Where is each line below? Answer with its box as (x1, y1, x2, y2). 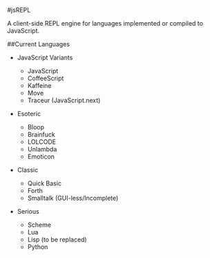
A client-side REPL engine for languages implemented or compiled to (7, 19, 204, 27)
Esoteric (17, 110, 41, 118)
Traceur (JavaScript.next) (27, 96, 101, 104)
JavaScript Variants (17, 53, 73, 62)
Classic (17, 166, 39, 174)
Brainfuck (27, 131, 55, 138)
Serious (17, 208, 39, 215)
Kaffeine (27, 82, 52, 89)
